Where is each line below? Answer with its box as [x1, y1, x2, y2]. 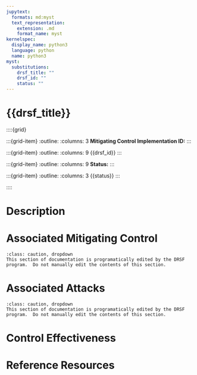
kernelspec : [6, 36, 36, 42]
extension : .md [17, 25, 55, 32]
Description [6, 205, 65, 218]
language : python [11, 48, 55, 54]
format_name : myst [17, 31, 62, 37]
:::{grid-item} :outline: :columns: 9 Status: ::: [6, 160, 115, 167]
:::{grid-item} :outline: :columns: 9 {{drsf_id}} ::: [6, 149, 122, 156]
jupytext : [6, 8, 31, 15]
